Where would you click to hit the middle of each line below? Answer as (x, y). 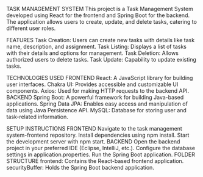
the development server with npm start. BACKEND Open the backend (93, 142)
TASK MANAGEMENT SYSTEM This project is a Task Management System (100, 9)
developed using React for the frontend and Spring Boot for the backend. (98, 15)
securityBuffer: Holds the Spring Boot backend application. (80, 168)
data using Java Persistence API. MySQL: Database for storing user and (97, 110)
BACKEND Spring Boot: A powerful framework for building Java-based (95, 97)
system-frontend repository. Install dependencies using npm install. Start (98, 135)
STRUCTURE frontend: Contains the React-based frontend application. (95, 161)
